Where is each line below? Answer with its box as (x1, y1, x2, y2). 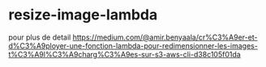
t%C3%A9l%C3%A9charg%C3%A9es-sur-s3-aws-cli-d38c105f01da (8, 49, 241, 59)
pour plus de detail (8, 32, 71, 42)
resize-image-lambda (8, 6, 158, 24)
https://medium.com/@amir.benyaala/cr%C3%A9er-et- (72, 32, 258, 42)
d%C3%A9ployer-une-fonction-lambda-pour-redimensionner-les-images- (8, 40, 258, 50)
